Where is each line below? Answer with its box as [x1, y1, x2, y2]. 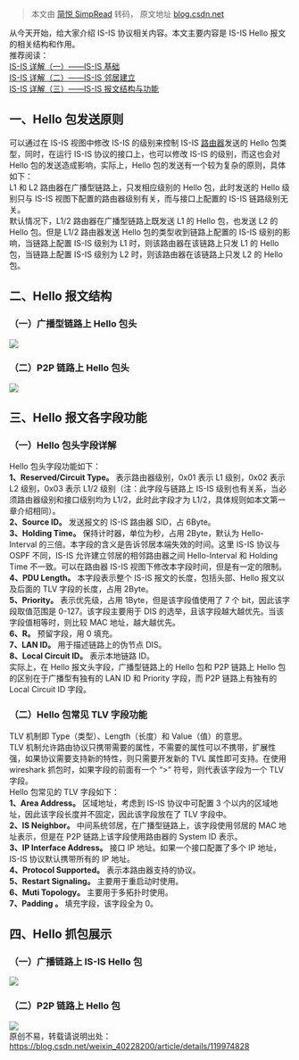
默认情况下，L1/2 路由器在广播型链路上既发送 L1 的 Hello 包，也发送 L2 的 [9, 215, 278, 226]
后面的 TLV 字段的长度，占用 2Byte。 [16, 584, 154, 594]
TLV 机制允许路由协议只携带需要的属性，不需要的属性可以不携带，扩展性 [9, 741, 277, 752]
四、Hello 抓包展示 [9, 927, 112, 942]
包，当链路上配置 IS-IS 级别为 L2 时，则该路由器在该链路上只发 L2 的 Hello [9, 249, 284, 260]
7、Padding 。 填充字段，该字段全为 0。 [9, 898, 159, 908]
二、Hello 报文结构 [9, 289, 112, 304]
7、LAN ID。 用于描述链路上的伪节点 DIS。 [9, 640, 167, 650]
